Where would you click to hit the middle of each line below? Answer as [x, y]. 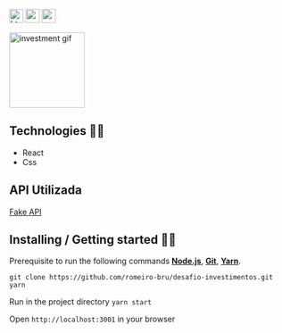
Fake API [25, 212]
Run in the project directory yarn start [81, 302]
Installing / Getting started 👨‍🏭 [93, 240]
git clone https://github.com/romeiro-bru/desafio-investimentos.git [141, 278]
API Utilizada [46, 191]
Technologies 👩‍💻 [57, 131]
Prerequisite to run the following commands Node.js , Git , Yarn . [125, 261]
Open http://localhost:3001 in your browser [92, 319]
